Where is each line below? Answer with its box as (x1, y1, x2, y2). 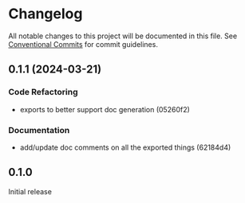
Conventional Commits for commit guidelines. (8, 39, 158, 49)
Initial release (8, 186, 52, 196)
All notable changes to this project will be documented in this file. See (8, 31, 238, 41)
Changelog (8, 5, 83, 23)
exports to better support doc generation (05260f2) (19, 104, 190, 114)
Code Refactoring (8, 87, 78, 98)
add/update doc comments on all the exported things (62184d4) (19, 142, 231, 152)
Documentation (8, 124, 70, 135)
